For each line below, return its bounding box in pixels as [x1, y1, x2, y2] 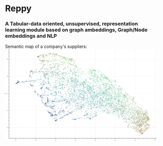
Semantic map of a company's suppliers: [5, 43, 87, 49]
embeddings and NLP [5, 33, 57, 40]
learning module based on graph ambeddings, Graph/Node [5, 26, 148, 33]
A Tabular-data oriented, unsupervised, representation [5, 21, 138, 27]
